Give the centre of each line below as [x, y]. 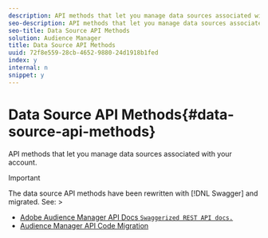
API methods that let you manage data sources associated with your [120, 153]
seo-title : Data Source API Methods [69, 30]
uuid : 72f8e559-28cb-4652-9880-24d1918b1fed [83, 53]
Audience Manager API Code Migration [84, 225]
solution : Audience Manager [55, 38]
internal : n [28, 68]
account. [23, 162]
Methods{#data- [177, 115]
